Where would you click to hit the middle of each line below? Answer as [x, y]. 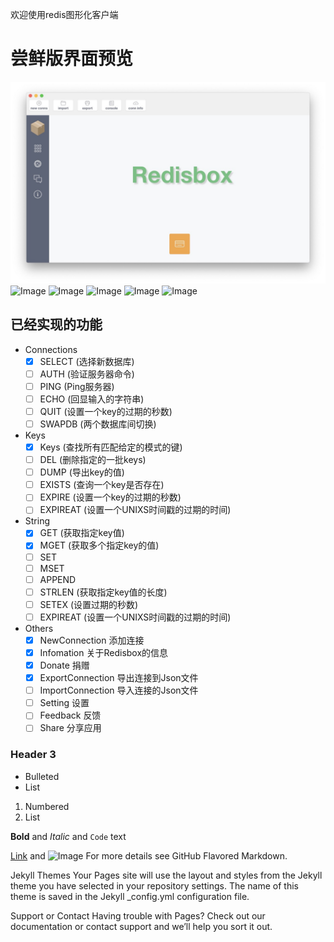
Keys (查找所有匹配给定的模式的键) [111, 447]
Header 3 [33, 755]
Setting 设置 [64, 703]
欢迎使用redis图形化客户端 [64, 14]
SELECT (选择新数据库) [87, 361]
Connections [51, 349]
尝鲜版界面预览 [72, 59]
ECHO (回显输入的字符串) [92, 399]
